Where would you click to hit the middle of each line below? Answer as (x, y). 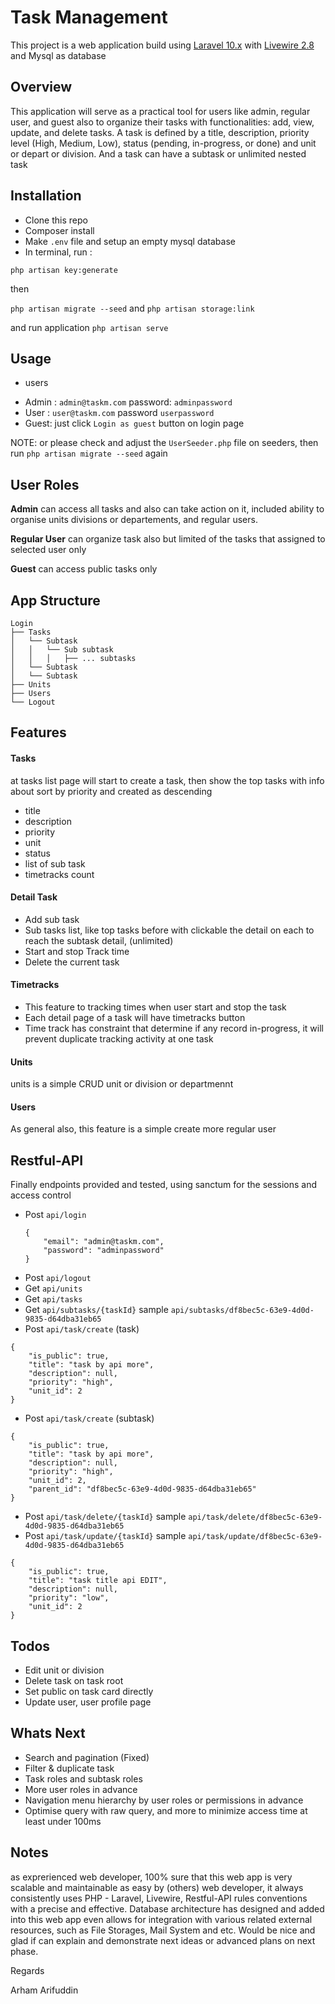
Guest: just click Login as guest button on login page (134, 423)
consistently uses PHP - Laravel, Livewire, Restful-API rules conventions (159, 1898)
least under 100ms (63, 1821)
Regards (27, 1970)
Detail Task (34, 897)
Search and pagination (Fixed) (87, 1757)
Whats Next (48, 1733)
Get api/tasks (53, 1299)
